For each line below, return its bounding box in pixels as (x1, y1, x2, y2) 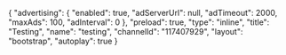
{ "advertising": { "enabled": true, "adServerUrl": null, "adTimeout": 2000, (8, 8, 278, 18)
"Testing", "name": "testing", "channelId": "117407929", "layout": (8, 27, 243, 36)
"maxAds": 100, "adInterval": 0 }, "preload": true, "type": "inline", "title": (8, 17, 270, 27)
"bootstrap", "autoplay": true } (8, 35, 118, 46)
